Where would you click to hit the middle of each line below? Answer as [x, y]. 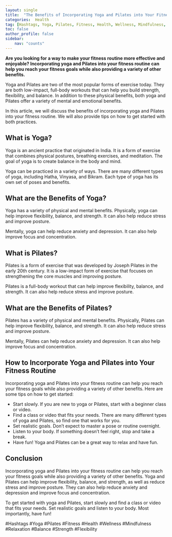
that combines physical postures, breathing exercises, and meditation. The [84, 156]
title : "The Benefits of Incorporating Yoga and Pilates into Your [80, 15]
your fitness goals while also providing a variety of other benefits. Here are [84, 388]
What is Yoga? [29, 138]
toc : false [17, 29]
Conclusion [24, 459]
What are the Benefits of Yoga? [56, 198]
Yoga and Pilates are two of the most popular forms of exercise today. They [85, 84]
